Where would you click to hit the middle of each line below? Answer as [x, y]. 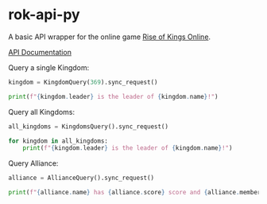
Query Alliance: [33, 163]
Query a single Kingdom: [49, 67]
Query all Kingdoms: [42, 112]
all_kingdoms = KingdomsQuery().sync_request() [89, 126]
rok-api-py [44, 15]
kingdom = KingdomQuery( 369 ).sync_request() [83, 82]
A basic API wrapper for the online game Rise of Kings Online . [110, 37]
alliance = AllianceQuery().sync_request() [81, 178]
